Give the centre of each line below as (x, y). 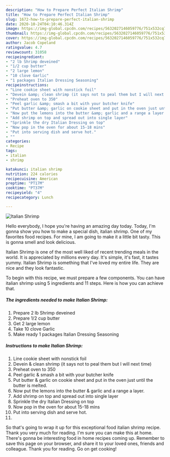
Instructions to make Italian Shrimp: (44, 346)
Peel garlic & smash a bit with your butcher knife (63, 375)
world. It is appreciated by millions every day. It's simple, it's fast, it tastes (82, 257)
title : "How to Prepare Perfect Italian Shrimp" (58, 15)
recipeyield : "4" (24, 193)
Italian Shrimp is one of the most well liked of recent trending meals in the (82, 252)
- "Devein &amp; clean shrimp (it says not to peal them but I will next (85, 94)
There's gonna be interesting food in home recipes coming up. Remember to (85, 438)
